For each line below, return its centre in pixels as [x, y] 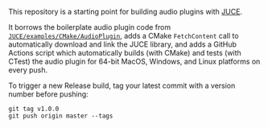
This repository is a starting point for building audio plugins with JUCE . [126, 12]
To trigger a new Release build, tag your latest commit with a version [122, 85]
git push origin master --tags [61, 116]
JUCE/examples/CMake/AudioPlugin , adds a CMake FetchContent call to [124, 36]
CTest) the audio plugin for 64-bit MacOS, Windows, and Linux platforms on [134, 61]
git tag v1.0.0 [34, 109]
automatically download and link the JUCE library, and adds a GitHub [123, 44]
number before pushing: [48, 94]
